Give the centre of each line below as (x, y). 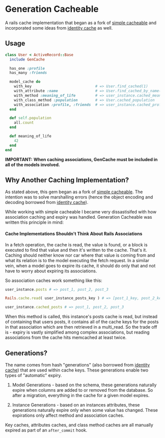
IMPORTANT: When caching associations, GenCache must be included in (82, 159)
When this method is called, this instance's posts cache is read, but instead (81, 317)
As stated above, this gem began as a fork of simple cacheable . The (74, 192)
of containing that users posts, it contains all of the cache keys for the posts (82, 322)
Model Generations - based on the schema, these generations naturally (84, 385)
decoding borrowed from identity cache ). (47, 202)
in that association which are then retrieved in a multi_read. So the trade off (81, 327)
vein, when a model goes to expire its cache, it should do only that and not (80, 266)
